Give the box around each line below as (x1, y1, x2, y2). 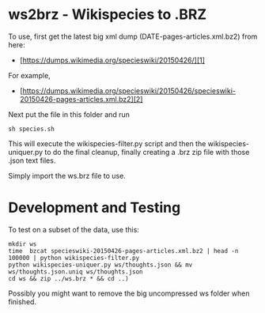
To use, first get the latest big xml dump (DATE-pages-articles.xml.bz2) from (8, 32, 258, 41)
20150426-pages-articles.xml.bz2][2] (19, 94, 143, 104)
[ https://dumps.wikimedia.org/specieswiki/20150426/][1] (19, 55, 206, 65)
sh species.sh (8, 125, 55, 133)
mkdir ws (8, 239, 37, 248)
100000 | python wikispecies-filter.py (8, 254, 140, 262)
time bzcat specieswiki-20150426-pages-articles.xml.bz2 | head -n (8, 247, 239, 255)
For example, (8, 70, 51, 80)
